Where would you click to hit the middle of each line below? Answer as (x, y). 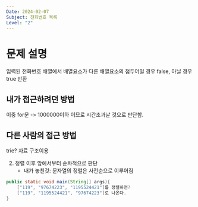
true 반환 (17, 79)
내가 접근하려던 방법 (40, 99)
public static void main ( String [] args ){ (58, 181)
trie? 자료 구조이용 (27, 150)
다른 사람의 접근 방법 (41, 135)
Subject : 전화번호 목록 (32, 17)
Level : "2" (20, 23)
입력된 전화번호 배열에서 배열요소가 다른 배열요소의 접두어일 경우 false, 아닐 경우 (99, 71)
